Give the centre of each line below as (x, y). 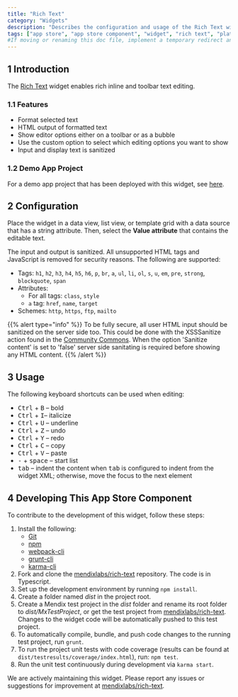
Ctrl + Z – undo (41, 430)
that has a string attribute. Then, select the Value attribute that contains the (118, 230)
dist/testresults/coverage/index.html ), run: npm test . (98, 657)
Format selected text (48, 120)
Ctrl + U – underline (48, 423)
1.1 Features (28, 104)
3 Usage (26, 377)
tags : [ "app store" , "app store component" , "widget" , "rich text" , (110, 34)
